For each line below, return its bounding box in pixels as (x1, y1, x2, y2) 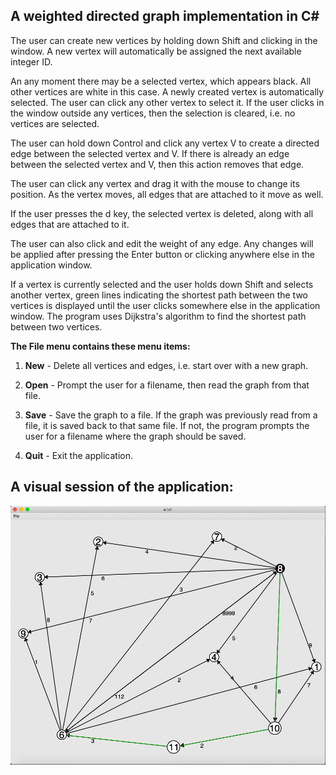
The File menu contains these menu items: (10, 340, 191, 352)
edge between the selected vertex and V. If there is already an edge (10, 147, 290, 159)
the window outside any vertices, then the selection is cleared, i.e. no (10, 107, 296, 119)
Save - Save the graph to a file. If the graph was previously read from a (24, 409, 318, 421)
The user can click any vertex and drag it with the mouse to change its (10, 177, 300, 189)
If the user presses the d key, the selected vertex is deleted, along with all (10, 207, 314, 219)
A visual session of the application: (10, 479, 234, 496)
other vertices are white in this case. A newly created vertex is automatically (10, 85, 325, 98)
